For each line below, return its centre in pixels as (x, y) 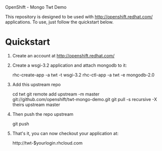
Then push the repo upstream (43, 114)
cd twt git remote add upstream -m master (56, 94)
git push (21, 124)
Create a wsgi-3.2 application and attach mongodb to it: (70, 65)
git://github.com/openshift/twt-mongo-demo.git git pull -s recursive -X (85, 99)
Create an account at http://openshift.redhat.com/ (63, 55)
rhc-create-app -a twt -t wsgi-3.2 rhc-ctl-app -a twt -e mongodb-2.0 (83, 75)
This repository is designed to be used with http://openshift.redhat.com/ (79, 17)
